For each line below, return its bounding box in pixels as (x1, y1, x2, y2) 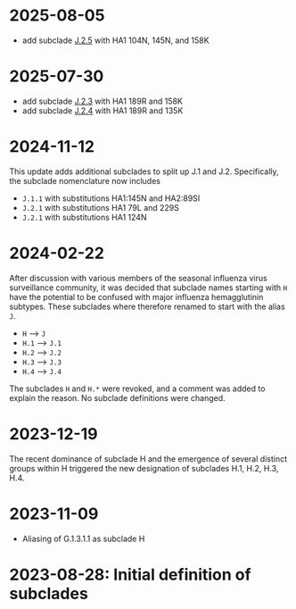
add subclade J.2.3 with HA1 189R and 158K (21, 96, 183, 106)
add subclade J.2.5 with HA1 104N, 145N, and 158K (21, 35, 210, 46)
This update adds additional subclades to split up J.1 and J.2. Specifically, (9, 166, 279, 177)
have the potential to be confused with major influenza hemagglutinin (9, 291, 264, 302)
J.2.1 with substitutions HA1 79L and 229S (21, 202, 180, 213)
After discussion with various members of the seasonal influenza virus (9, 272, 267, 283)
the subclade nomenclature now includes (9, 175, 160, 186)
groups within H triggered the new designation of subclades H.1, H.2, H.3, (9, 463, 279, 473)
